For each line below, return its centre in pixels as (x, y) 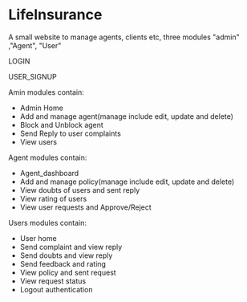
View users (38, 141)
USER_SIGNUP (33, 76)
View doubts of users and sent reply (80, 190)
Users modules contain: (47, 222)
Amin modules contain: (46, 92)
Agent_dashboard (49, 173)
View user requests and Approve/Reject (86, 207)
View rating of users (53, 198)
